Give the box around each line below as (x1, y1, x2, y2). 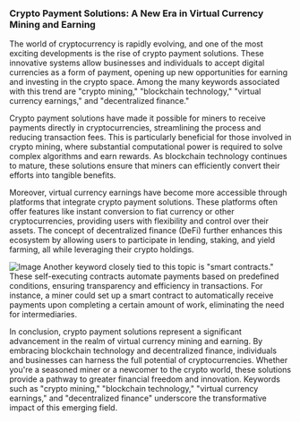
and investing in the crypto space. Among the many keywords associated (9, 77, 280, 88)
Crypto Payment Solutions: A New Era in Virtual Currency (9, 7, 264, 20)
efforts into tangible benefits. (9, 170, 116, 181)
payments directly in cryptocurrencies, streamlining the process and (9, 122, 261, 133)
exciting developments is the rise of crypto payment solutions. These (9, 48, 264, 59)
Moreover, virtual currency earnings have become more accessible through (9, 187, 288, 198)
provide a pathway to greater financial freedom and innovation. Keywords (9, 374, 280, 384)
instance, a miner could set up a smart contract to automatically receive (9, 290, 274, 301)
